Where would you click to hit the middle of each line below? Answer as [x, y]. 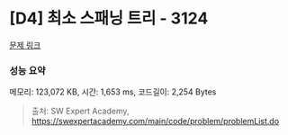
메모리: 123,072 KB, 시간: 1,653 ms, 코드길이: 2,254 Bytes [113, 92]
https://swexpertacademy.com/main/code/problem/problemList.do [155, 121]
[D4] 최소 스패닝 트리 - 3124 [109, 18]
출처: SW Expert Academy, [80, 111]
